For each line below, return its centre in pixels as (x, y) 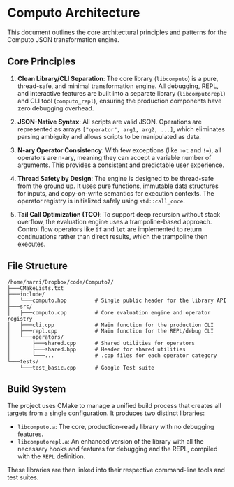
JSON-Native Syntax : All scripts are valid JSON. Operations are (110, 122)
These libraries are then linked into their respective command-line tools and (116, 470)
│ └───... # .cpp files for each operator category (112, 355)
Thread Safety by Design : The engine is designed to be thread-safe (116, 178)
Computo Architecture (74, 13)
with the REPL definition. (51, 456)
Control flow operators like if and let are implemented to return (110, 229)
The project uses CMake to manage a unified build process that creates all (114, 406)
